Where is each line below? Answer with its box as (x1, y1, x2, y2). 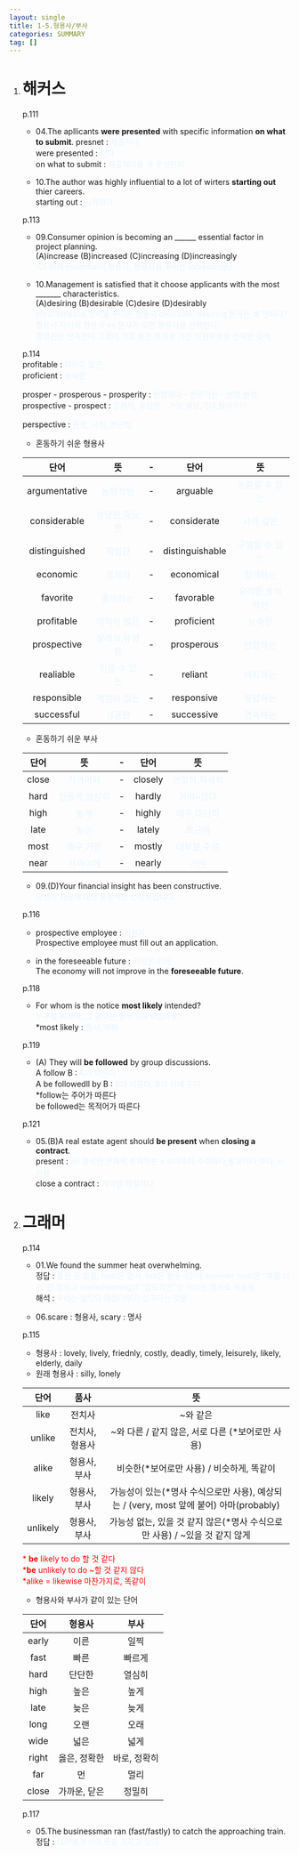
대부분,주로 (175, 841, 220, 853)
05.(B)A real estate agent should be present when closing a (35, 1136, 256, 1147)
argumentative (26, 485, 88, 497)
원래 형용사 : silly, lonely (35, 1368, 122, 1379)
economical (170, 569, 220, 581)
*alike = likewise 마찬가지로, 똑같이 (21, 1576, 147, 1586)
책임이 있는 (96, 692, 140, 705)
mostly (133, 840, 163, 852)
